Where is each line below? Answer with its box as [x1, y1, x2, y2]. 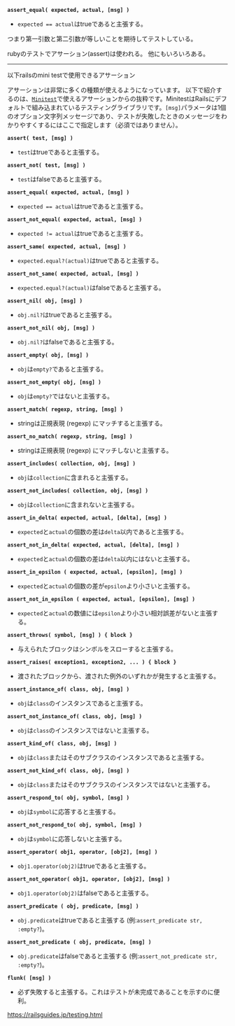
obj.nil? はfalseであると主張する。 [17, 338, 118, 346]
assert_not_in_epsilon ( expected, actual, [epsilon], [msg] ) [7, 596, 196, 603]
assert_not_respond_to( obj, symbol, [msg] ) [7, 822, 142, 829]
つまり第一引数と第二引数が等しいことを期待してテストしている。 [7, 35, 197, 43]
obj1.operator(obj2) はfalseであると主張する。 [17, 889, 152, 897]
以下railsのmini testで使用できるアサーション [7, 71, 136, 79]
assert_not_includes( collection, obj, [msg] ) [7, 487, 149, 494]
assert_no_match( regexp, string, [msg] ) [7, 433, 133, 440]
